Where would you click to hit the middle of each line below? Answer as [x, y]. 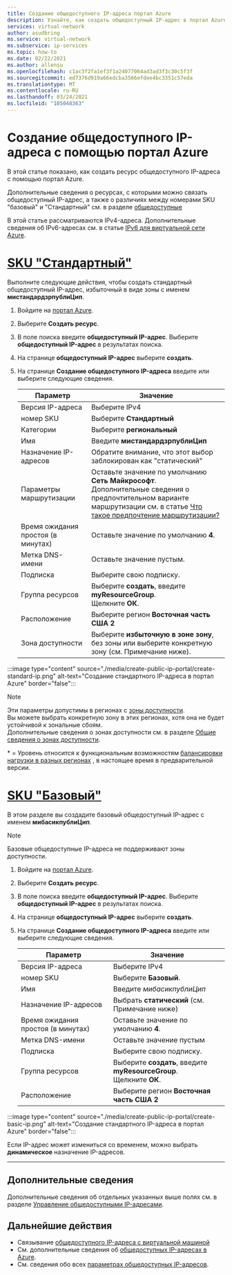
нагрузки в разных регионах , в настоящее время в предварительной [110, 760]
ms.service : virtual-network [49, 39]
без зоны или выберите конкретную [152, 643]
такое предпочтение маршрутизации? [155, 515]
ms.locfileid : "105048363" [46, 104]
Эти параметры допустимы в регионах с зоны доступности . [96, 710]
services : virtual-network [46, 26]
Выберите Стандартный [132, 418]
